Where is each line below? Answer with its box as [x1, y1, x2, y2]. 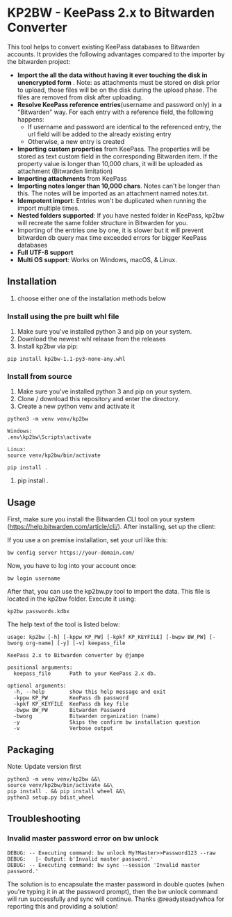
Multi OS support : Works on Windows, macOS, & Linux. [17, 255, 177, 263]
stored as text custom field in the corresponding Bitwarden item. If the [17, 152, 218, 161]
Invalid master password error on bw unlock [7, 834, 159, 843]
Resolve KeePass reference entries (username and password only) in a [17, 100, 222, 108]
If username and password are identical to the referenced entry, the [27, 122, 222, 131]
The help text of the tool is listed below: [7, 620, 120, 628]
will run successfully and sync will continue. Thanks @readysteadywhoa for [7, 895, 224, 903]
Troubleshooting [7, 813, 81, 825]
